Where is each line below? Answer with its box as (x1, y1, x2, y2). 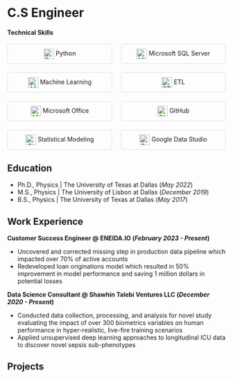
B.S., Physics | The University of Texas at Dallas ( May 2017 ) (17, 196, 189, 204)
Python (55, 49, 76, 58)
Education (7, 162, 53, 174)
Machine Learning (40, 78, 92, 86)
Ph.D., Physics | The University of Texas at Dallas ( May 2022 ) (17, 180, 193, 189)
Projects (7, 361, 44, 373)
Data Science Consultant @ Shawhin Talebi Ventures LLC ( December (7, 290, 210, 299)
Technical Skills (7, 28, 54, 36)
